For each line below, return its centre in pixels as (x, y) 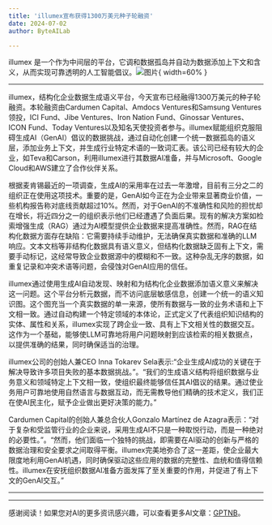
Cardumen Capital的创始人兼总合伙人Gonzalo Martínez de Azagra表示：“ (130, 420)
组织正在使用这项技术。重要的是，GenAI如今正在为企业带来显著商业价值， (132, 196)
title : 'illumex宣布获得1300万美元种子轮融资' (81, 16)
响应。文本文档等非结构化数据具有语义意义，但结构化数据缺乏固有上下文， (132, 246)
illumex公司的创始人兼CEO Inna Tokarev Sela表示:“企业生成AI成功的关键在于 (135, 362)
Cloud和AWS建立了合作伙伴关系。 (66, 168)
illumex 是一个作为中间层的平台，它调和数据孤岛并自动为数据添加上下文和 (131, 62)
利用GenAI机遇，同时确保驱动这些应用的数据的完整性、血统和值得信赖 (146, 460)
